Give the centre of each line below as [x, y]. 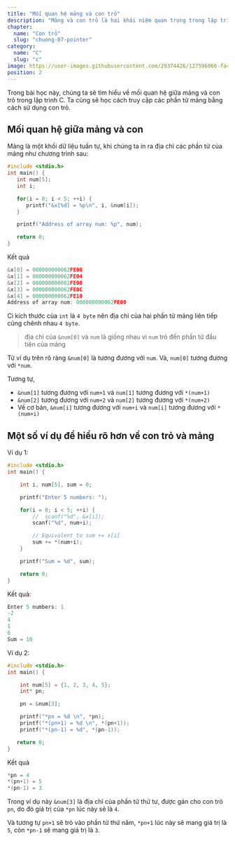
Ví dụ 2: [19, 652]
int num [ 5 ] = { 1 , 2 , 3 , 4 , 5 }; [65, 685]
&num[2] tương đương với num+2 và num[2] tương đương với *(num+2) [114, 400]
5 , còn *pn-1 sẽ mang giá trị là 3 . [54, 830]
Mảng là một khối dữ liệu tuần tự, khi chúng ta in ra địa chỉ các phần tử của [115, 146]
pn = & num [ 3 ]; [40, 704]
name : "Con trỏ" [37, 33]
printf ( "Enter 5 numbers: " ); [64, 497]
